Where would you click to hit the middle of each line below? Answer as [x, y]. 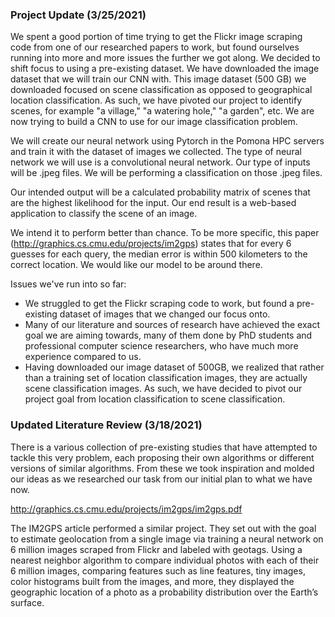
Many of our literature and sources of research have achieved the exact [172, 325]
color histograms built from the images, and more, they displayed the [152, 581]
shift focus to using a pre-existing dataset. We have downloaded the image [165, 69]
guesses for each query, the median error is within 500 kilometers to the [159, 254]
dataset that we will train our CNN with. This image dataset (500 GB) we [158, 79]
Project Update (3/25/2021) [78, 15]
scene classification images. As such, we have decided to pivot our [163, 389]
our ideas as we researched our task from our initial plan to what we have [161, 479]
